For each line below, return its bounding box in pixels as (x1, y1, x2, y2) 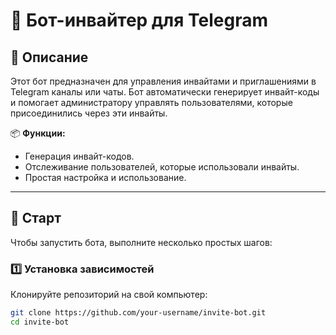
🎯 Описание (10, 49, 89, 66)
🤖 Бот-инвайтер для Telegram (10, 9, 269, 32)
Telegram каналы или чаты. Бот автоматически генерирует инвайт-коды (10, 86, 320, 98)
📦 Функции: (10, 127, 66, 139)
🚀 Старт (10, 210, 62, 227)
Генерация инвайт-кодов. (24, 150, 135, 162)
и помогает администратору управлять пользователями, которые (10, 97, 293, 108)
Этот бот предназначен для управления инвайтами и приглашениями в (10, 75, 317, 87)
